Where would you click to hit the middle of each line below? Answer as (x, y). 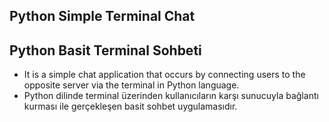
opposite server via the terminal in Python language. (131, 85)
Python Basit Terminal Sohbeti (105, 50)
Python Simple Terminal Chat (102, 16)
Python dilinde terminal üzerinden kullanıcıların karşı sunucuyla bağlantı (171, 96)
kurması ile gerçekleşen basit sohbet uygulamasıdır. (130, 106)
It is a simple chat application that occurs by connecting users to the (164, 75)
